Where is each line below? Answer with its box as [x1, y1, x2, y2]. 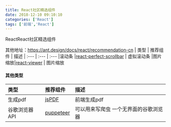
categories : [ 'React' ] [5, 17, 53, 22]
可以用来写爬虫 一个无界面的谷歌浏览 [74, 106, 163, 113]
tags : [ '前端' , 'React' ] [5, 21, 54, 27]
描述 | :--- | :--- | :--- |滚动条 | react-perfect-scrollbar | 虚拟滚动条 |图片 [13, 53, 162, 59]
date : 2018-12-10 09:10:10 [5, 12, 63, 17]
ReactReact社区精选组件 [5, 36, 56, 42]
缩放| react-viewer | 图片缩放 [5, 59, 65, 66]
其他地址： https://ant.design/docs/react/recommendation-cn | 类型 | [5, 47, 149, 53]
